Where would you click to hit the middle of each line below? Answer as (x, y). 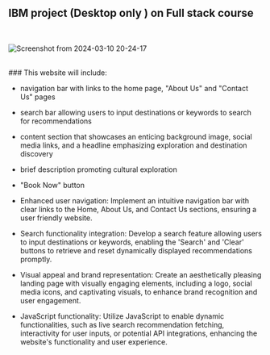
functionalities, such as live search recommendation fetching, (122, 324)
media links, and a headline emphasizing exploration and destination (133, 145)
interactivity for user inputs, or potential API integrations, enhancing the (139, 333)
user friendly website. (56, 218)
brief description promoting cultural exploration (98, 169)
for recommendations (56, 121)
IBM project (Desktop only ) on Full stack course (131, 13)
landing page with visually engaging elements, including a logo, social (136, 283)
